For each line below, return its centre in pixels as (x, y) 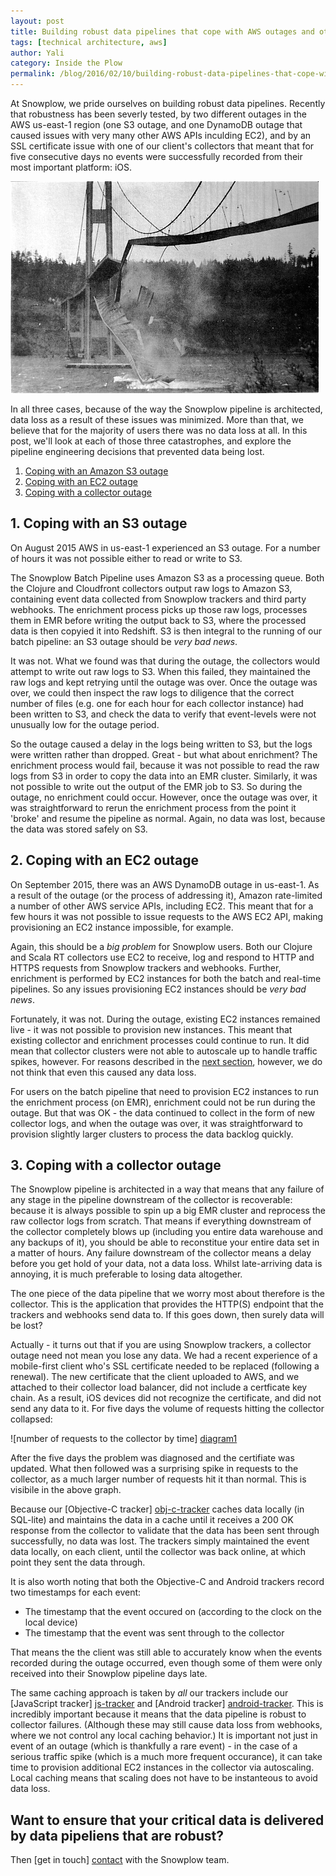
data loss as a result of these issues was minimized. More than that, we (157, 419)
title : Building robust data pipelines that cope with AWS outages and (162, 31)
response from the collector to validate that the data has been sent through (165, 1531)
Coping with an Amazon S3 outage (96, 471)
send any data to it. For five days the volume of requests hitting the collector (167, 1409)
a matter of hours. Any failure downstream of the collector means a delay (161, 1253)
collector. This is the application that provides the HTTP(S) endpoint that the (167, 1304)
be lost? (26, 1326)
